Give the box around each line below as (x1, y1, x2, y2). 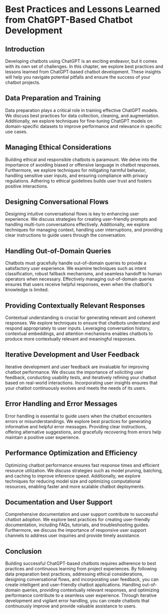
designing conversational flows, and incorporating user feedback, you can (5, 576, 159, 582)
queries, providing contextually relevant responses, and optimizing (22, 587, 159, 593)
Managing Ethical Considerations (5, 143, 112, 151)
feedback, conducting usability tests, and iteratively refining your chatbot (5, 374, 156, 380)
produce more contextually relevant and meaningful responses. (5, 336, 136, 342)
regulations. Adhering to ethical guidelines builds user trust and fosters (5, 178, 152, 184)
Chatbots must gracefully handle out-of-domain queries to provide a (5, 260, 146, 266)
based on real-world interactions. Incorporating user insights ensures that (5, 380, 158, 386)
